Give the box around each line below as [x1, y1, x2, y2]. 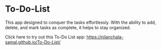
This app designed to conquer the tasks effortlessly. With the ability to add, [5, 19, 156, 25]
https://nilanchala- [86, 34, 123, 40]
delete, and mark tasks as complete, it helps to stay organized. [5, 24, 131, 30]
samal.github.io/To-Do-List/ [5, 39, 61, 45]
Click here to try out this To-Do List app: [5, 34, 86, 40]
